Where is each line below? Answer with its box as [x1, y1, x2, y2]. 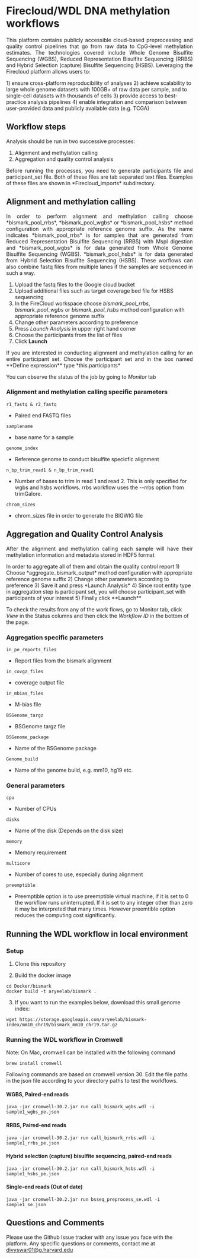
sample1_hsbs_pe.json [6, 1171, 60, 1176]
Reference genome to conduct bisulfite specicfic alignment [14, 455, 159, 462]
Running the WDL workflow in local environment [6, 929, 188, 939]
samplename [6, 423, 33, 429]
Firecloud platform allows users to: [6, 68, 91, 75]
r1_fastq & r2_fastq [6, 401, 57, 407]
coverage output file [14, 678, 65, 686]
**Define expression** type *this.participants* [6, 361, 121, 369]
